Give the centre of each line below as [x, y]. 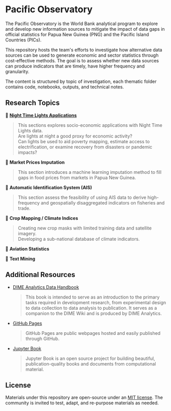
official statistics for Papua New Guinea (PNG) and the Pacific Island [77, 34]
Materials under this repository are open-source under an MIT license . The [84, 398]
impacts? [27, 152]
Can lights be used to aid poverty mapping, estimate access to [84, 141]
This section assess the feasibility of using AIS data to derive [82, 197]
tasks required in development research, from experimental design [96, 302]
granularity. [17, 71]
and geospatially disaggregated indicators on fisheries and [103, 202]
